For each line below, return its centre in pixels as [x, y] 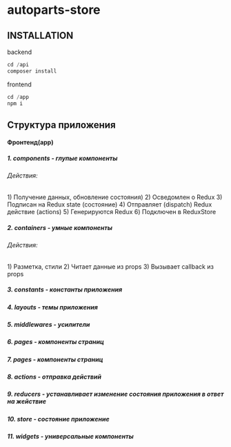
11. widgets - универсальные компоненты [71, 437]
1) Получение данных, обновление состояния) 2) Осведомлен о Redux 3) [115, 197]
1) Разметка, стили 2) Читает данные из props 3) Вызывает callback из [110, 266]
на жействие [27, 401]
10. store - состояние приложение [58, 419]
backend [20, 52]
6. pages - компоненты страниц [56, 342]
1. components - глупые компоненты [62, 158]
